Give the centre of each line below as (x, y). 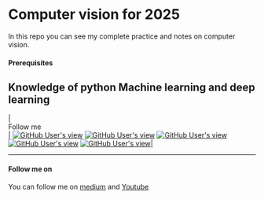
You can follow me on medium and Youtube (79, 186)
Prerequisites (31, 63)
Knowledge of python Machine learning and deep (132, 87)
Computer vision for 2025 (94, 15)
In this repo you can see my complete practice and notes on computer (122, 36)
